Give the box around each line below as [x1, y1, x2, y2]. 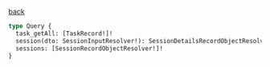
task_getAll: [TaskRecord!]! [15, 30, 113, 37]
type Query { [8, 22, 52, 30]
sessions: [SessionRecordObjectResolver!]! [15, 44, 163, 53]
